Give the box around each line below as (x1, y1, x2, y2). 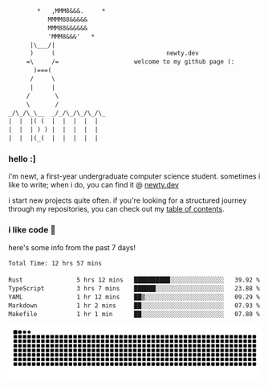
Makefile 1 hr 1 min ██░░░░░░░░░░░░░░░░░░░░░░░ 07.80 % (8, 310, 261, 318)
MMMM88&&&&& (47, 15, 88, 23)
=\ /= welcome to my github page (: (26, 58, 235, 66)
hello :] (8, 153, 36, 164)
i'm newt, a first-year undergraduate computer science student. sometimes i (8, 171, 261, 181)
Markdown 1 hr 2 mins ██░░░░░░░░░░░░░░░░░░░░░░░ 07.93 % (8, 301, 261, 310)
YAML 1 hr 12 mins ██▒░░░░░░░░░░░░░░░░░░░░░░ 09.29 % (8, 293, 261, 302)
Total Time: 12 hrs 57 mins (8, 259, 103, 267)
